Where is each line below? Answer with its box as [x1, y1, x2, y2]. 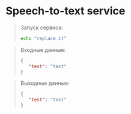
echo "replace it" [20, 35, 67, 41]
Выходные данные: [20, 79, 70, 87]
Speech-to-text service [5, 4, 126, 18]
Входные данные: [20, 46, 66, 53]
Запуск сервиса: [20, 24, 64, 31]
